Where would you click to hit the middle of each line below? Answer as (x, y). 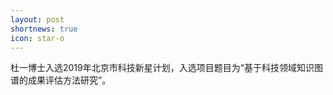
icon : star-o (37, 38)
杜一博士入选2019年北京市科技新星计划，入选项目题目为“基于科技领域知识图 (166, 68)
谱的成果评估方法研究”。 (61, 80)
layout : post (37, 19)
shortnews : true (44, 29)
